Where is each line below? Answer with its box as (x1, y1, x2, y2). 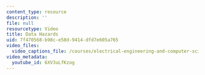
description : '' (6, 15, 48, 21)
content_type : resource (6, 8, 67, 15)
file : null (6, 20, 34, 26)
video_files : (6, 43, 40, 49)
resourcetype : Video (6, 25, 59, 32)
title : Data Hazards (6, 31, 59, 37)
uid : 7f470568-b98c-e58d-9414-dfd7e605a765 (6, 37, 119, 43)
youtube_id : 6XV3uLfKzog (12, 59, 75, 65)
